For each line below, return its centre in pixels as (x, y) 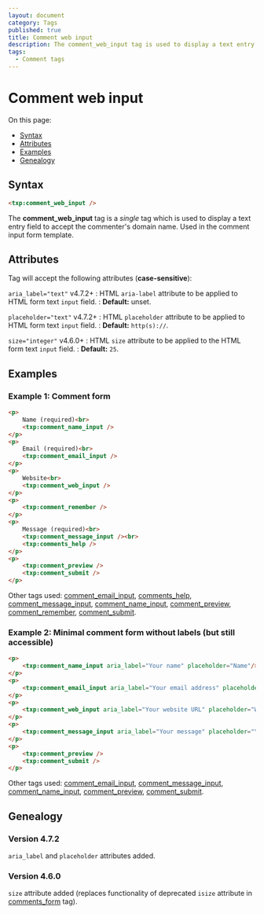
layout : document (37, 15)
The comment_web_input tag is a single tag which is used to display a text (130, 218)
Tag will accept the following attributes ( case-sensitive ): (100, 278)
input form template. (41, 235)
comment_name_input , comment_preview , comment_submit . (106, 791)
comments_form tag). (43, 901)
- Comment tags (40, 60)
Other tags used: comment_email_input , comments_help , (100, 595)
